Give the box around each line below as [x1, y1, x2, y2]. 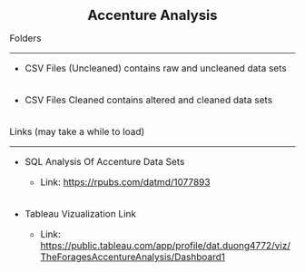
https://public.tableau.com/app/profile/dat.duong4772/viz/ [40, 239, 291, 252]
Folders [9, 32, 42, 44]
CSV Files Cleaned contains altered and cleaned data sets [25, 93, 273, 106]
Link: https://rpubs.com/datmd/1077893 [40, 176, 211, 189]
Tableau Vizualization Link [25, 208, 137, 220]
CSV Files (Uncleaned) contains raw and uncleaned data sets [25, 62, 288, 74]
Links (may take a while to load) [9, 125, 145, 138]
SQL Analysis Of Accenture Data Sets [25, 156, 185, 169]
